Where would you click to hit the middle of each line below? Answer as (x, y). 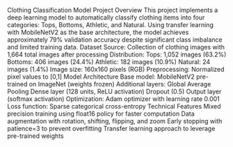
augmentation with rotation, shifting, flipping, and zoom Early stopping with (115, 121)
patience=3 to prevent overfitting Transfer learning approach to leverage (111, 129)
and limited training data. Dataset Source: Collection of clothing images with (116, 47)
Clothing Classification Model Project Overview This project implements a (113, 10)
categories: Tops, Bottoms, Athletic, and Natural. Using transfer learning (110, 25)
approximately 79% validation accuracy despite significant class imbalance (115, 40)
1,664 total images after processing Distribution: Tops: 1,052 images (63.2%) (117, 54)
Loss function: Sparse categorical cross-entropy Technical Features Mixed (114, 106)
